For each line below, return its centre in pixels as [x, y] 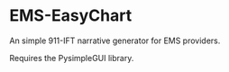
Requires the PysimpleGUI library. [72, 58]
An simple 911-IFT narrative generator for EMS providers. [115, 40]
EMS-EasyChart [71, 16]
